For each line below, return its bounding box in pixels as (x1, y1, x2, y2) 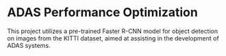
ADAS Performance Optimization (7, 5, 199, 20)
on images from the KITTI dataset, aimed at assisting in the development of (7, 34, 219, 42)
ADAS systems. (7, 41, 51, 49)
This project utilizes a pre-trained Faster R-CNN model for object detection (7, 27, 218, 35)
